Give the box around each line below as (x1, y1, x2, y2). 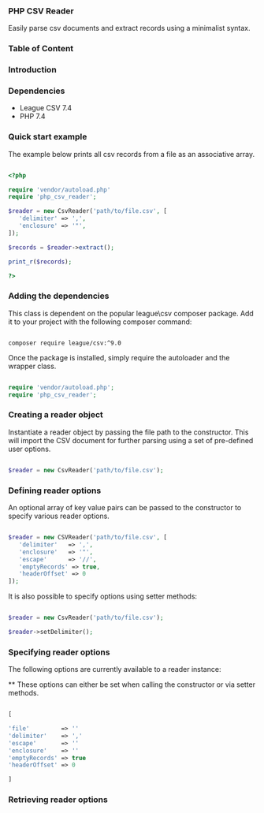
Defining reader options (8, 485, 102, 496)
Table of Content (8, 43, 74, 54)
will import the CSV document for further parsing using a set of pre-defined (8, 435, 254, 445)
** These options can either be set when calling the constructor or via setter (8, 680, 256, 689)
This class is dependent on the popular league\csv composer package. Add (8, 308, 254, 318)
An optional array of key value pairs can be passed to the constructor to (8, 503, 242, 512)
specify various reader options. (8, 511, 110, 520)
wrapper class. (8, 361, 57, 371)
